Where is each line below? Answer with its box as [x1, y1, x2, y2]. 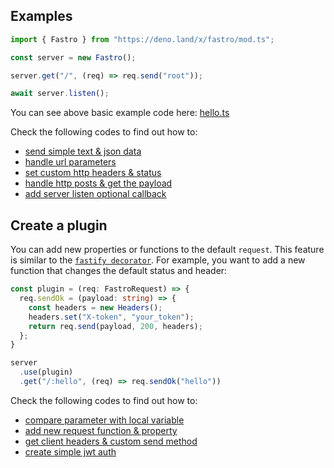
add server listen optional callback [24, 188, 167, 200]
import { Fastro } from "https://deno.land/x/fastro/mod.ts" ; [10, 34, 275, 44]
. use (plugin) [19, 367, 74, 378]
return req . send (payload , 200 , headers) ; [28, 321, 203, 331]
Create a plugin [10, 217, 108, 234]
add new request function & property [24, 424, 178, 436]
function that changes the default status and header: [10, 265, 228, 277]
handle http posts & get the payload [24, 177, 173, 189]
